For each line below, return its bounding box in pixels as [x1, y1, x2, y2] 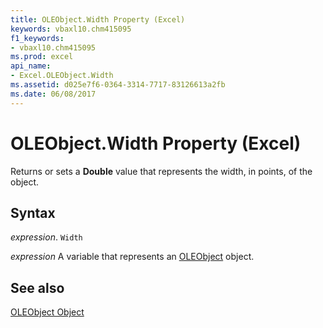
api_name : [10, 61, 52, 71]
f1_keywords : [10, 33, 65, 43]
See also [10, 279, 65, 296]
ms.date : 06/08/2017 [10, 89, 97, 99]
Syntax [10, 204, 56, 221]
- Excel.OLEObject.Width [10, 71, 114, 81]
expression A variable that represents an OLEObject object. [10, 251, 255, 263]
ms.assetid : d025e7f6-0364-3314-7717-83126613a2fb [10, 80, 226, 90]
